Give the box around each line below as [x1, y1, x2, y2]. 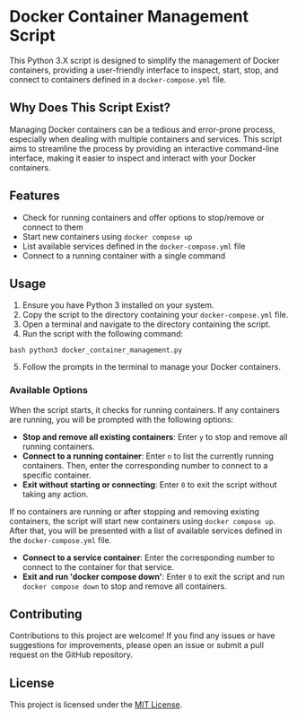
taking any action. [22, 488, 89, 499]
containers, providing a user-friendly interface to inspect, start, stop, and [9, 65, 279, 75]
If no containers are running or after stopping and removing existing [9, 505, 260, 517]
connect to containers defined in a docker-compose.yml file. [9, 74, 227, 84]
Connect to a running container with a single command [22, 250, 226, 261]
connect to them [22, 222, 83, 232]
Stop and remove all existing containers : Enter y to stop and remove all [22, 431, 288, 442]
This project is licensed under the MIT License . [9, 699, 183, 710]
